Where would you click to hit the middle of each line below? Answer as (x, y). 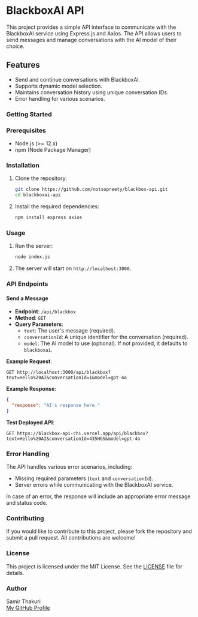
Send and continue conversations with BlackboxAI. (77, 79)
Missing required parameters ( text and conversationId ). (84, 478)
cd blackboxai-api (38, 195)
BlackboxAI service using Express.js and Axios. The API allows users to (94, 33)
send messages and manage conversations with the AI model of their (92, 40)
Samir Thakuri (23, 601)
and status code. (27, 503)
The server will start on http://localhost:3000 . (73, 268)
